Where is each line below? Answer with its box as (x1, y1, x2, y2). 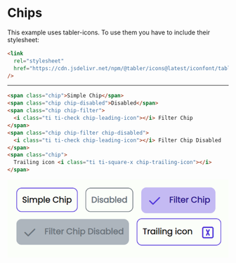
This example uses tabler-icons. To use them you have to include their (7, 28, 211, 36)
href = (13, 65, 30, 72)
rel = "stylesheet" (13, 58, 65, 65)
